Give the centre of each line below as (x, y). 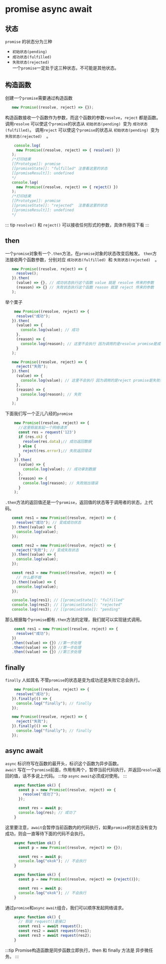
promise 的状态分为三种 (29, 41)
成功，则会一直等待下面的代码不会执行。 (46, 833)
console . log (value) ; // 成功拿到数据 (60, 469)
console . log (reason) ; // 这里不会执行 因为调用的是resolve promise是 (89, 344)
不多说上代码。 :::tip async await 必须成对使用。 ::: (77, 776)
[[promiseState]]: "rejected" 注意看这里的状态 (60, 206)
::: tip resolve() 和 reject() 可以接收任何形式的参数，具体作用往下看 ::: (77, 225)
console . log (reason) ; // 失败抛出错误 (61, 483)
